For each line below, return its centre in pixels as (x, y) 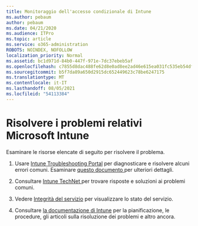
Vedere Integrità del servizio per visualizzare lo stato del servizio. (94, 199)
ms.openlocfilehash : (32, 66)
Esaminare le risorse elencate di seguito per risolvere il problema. (85, 152)
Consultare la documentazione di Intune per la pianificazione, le (92, 210)
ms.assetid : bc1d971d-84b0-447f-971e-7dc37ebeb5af (70, 61)
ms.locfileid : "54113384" (38, 94)
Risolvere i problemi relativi (74, 123)
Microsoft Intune (48, 135)
